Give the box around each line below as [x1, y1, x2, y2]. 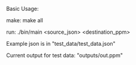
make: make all [6, 17, 43, 23]
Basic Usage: [6, 5, 39, 12]
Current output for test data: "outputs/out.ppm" [6, 52, 123, 59]
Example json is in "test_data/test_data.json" [6, 40, 116, 47]
